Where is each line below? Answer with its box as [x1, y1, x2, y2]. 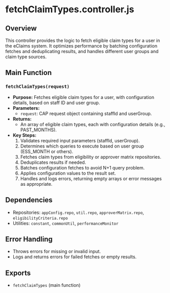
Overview [5, 24, 37, 33]
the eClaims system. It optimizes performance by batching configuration [5, 43, 157, 49]
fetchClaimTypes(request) [5, 84, 70, 90]
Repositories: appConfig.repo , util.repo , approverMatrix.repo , [12, 209, 144, 215]
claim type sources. [5, 54, 47, 60]
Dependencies [5, 196, 53, 205]
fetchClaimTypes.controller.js [5, 4, 134, 15]
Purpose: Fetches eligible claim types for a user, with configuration [12, 94, 155, 100]
